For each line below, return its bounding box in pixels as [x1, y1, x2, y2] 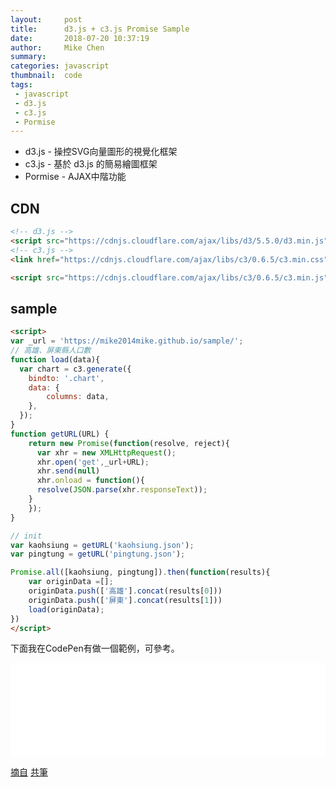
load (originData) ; [28, 604, 105, 615]
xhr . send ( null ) [36, 466, 101, 476]
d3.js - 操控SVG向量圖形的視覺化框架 [24, 146, 178, 158]
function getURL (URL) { [10, 429, 110, 439]
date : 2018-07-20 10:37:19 [10, 33, 150, 43]
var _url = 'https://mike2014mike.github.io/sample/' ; [10, 336, 244, 346]
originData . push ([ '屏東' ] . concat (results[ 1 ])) [28, 595, 223, 605]
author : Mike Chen [10, 42, 105, 53]
